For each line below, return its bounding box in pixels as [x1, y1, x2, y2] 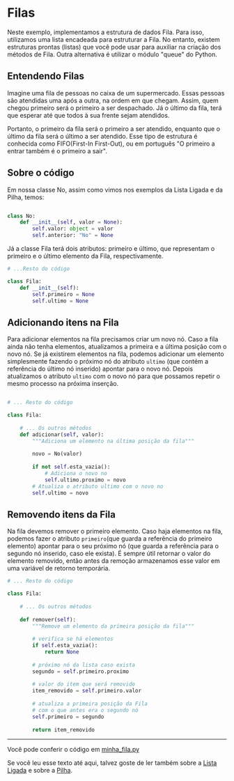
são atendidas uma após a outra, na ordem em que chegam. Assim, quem [7, 96, 219, 105]
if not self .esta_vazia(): [32, 463, 111, 471]
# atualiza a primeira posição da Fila [32, 700, 148, 708]
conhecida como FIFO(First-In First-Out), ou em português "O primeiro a [7, 139, 215, 148]
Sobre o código [7, 167, 75, 179]
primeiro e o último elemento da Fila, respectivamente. [7, 252, 164, 261]
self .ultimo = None [32, 297, 89, 304]
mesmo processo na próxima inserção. [7, 380, 119, 388]
